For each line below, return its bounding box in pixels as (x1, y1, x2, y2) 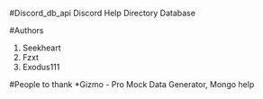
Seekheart (22, 42, 61, 53)
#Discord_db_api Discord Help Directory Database (9, 8, 196, 18)
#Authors (9, 25, 44, 35)
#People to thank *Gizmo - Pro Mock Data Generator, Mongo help (9, 79, 255, 89)
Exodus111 (22, 62, 60, 72)
